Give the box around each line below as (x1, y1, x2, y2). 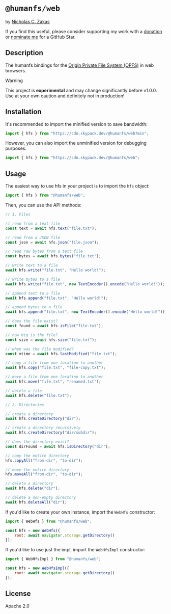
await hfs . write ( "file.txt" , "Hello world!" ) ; (5, 268, 106, 273)
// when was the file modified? (5, 346, 74, 352)
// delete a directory (5, 481, 53, 486)
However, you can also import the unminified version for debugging (5, 140, 147, 146)
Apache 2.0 (5, 603, 30, 609)
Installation (5, 108, 42, 116)
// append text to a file (5, 290, 60, 296)
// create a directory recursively (5, 425, 81, 431)
